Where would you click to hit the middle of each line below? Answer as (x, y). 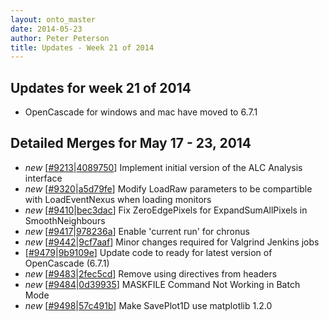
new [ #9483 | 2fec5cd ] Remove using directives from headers (151, 273)
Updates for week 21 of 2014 (101, 87)
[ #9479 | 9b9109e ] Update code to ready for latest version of (148, 252)
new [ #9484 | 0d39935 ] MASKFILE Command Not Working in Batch (162, 284)
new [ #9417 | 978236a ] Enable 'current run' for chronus (137, 231)
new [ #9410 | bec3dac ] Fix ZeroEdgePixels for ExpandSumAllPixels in (166, 210)
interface (43, 178)
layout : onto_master (53, 19)
